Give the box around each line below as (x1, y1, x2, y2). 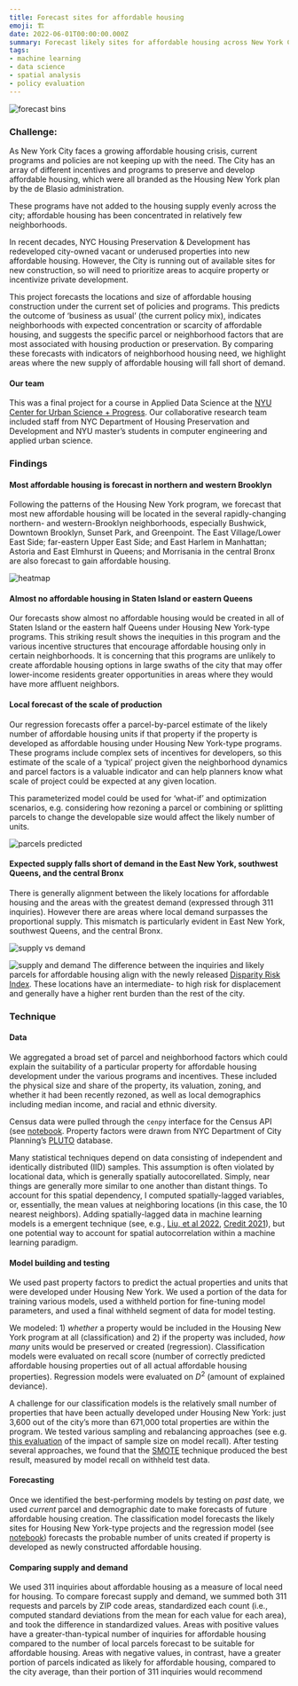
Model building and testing (9, 1257, 111, 1268)
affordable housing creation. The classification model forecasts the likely (9, 1514, 275, 1524)
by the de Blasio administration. (9, 183, 124, 193)
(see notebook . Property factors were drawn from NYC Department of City (9, 1125, 282, 1136)
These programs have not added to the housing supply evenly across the (9, 201, 277, 211)
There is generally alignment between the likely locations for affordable (9, 887, 270, 898)
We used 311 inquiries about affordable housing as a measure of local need (9, 1581, 284, 1593)
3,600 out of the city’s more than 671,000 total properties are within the (9, 1416, 270, 1427)
